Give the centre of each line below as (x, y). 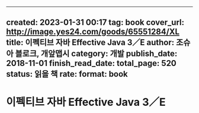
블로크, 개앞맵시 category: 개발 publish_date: (96, 54)
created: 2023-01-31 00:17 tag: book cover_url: (95, 22)
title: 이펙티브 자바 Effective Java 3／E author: (90, 43)
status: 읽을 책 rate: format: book (67, 74)
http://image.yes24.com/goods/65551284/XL (93, 32)
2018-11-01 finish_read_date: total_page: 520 (91, 63)
